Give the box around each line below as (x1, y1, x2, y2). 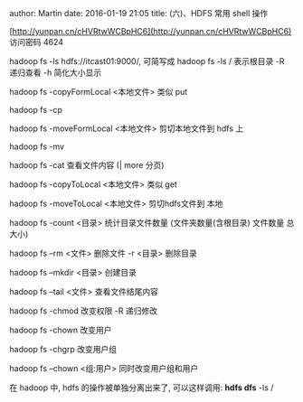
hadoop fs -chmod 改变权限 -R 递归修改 (9, 305, 158, 316)
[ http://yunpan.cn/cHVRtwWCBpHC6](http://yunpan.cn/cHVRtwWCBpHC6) (9, 26, 292, 36)
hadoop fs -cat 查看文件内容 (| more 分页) (9, 160, 165, 170)
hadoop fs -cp (9, 105, 63, 115)
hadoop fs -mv (9, 141, 65, 152)
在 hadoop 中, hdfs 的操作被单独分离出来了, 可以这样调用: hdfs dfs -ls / (9, 382, 274, 393)
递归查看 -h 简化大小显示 (9, 67, 102, 78)
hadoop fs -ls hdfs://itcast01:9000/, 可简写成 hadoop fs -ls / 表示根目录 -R (9, 56, 285, 66)
